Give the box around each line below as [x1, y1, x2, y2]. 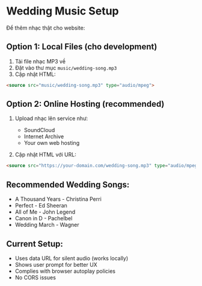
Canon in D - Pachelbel [14, 215, 73, 222]
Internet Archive [23, 133, 64, 140]
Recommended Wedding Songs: [6, 179, 130, 189]
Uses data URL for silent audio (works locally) [14, 255, 128, 262]
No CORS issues [14, 273, 56, 281]
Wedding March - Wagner [14, 221, 79, 229]
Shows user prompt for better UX [14, 261, 97, 268]
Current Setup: [6, 238, 63, 249]
